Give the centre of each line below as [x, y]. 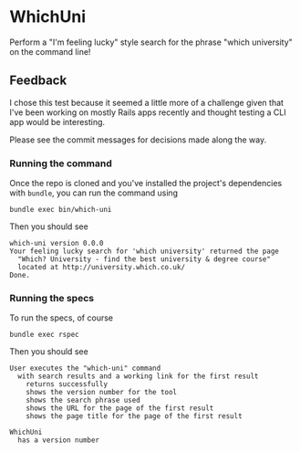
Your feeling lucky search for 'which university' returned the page [145, 252]
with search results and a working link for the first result [138, 376]
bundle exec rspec [44, 335]
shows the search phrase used [83, 400]
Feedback [38, 81]
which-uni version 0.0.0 [57, 244]
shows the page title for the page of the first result [134, 416]
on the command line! [50, 51]
